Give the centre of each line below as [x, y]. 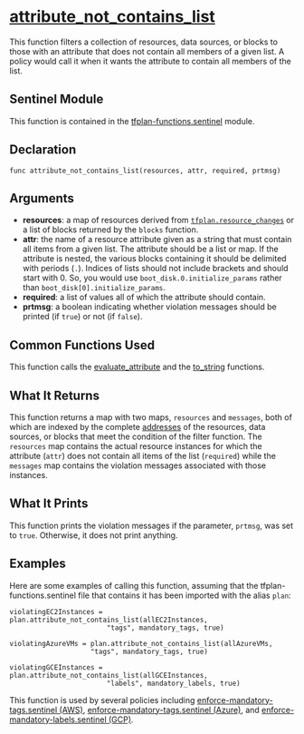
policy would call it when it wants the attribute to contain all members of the [150, 61]
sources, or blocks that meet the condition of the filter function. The [136, 436]
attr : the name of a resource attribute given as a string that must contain [157, 240]
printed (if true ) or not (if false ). [82, 317]
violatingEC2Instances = [56, 612]
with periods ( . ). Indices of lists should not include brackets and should [155, 269]
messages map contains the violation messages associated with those [138, 465]
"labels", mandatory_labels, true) [174, 683]
